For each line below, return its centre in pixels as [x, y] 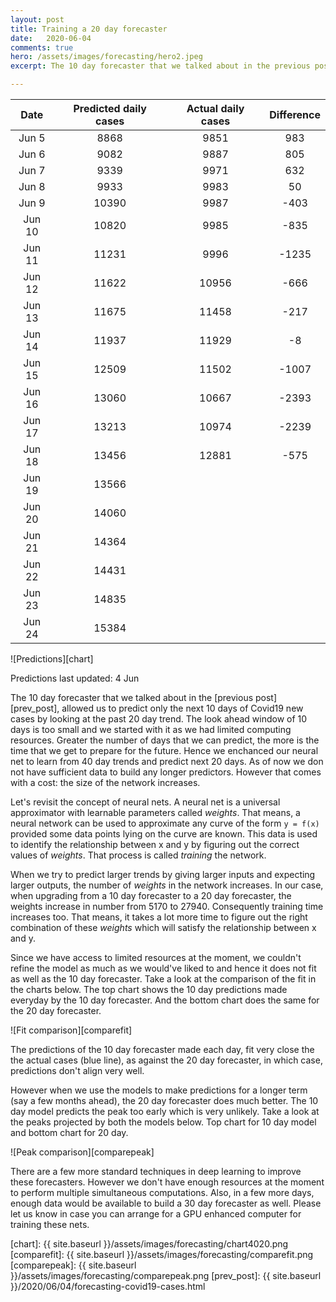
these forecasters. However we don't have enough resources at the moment [167, 1182]
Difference [295, 114]
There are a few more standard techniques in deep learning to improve [156, 1171]
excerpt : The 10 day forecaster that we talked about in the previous [160, 66]
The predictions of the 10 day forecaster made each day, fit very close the [162, 1049]
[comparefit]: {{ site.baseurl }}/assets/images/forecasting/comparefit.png [162, 1254]
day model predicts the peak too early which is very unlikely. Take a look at [165, 1111]
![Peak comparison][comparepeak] [82, 1152]
